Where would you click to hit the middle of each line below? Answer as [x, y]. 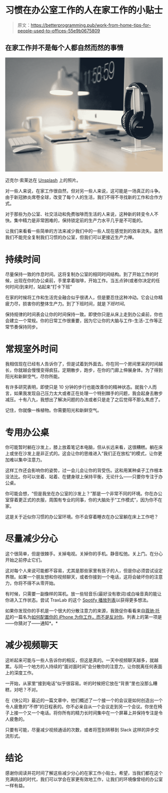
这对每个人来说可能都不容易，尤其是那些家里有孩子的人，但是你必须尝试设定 [84, 571]
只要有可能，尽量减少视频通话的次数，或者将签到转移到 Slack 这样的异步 [80, 730]
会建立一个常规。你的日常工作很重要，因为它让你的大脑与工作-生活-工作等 [82, 321]
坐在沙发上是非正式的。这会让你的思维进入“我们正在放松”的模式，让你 [86, 454]
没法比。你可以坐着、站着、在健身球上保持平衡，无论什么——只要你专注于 [82, 477]
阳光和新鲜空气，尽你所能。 [34, 376]
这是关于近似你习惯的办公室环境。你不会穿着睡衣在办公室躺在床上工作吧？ [82, 517]
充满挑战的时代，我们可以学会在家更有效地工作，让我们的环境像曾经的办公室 [84, 779]
